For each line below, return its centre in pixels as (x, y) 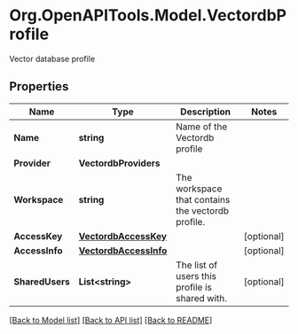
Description (206, 112)
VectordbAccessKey (122, 236)
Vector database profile (52, 58)
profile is (194, 287)
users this (196, 276)
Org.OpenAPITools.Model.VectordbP (148, 16)
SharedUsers (42, 282)
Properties (39, 86)
